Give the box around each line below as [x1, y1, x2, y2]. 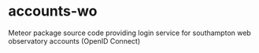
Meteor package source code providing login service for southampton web [8, 28, 252, 37]
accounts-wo [8, 2, 98, 20]
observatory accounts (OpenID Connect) [8, 36, 141, 45]
